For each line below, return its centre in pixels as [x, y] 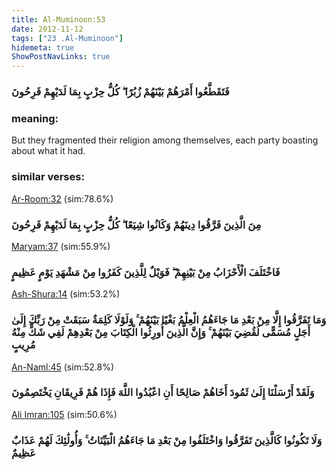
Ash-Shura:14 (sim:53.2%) [66, 294]
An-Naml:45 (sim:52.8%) [63, 367]
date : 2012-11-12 [47, 29]
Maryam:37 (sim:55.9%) [61, 246]
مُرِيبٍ [23, 345]
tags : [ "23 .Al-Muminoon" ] [67, 38]
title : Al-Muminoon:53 [58, 19]
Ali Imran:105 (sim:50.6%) [64, 414]
